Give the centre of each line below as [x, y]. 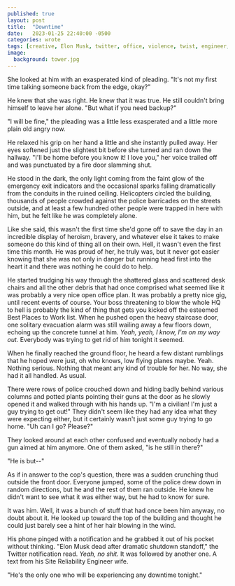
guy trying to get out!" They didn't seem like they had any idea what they [112, 411]
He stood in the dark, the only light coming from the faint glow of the [106, 178]
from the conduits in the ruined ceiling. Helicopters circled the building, [109, 193]
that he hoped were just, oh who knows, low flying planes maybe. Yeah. [111, 360]
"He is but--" [26, 461]
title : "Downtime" [36, 27]
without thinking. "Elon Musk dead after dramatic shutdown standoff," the [113, 546]
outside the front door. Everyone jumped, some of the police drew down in [114, 482]
